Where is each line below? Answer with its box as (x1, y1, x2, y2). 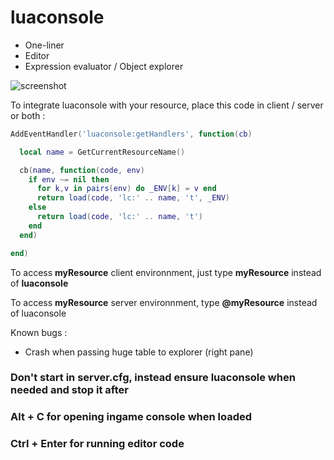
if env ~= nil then (28, 174, 110, 185)
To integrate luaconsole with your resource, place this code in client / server (10, 99, 324, 111)
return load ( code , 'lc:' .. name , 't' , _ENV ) (36, 193, 230, 203)
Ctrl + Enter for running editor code (10, 437, 185, 451)
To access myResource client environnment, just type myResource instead (10, 266, 322, 278)
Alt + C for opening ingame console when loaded (10, 410, 253, 424)
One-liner (24, 39, 65, 51)
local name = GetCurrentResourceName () (19, 147, 186, 157)
